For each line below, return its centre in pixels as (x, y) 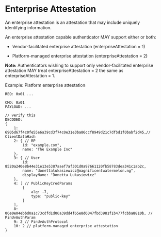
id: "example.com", (42, 145)
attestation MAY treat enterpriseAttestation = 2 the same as (64, 70)
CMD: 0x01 (15, 102)
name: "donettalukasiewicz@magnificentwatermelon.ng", (79, 171)
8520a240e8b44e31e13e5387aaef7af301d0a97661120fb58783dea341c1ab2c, (76, 166)
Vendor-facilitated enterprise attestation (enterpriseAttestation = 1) (79, 46)
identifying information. (28, 27)
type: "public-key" (50, 196)
